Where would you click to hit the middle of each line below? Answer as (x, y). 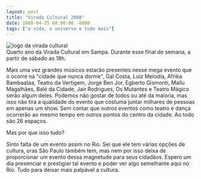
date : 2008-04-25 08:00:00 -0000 (48, 23)
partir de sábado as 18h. (36, 58)
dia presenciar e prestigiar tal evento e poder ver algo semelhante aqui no (98, 163)
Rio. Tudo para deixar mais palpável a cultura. (63, 170)
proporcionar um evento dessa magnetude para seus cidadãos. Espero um (99, 157)
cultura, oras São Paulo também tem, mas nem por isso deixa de (86, 151)
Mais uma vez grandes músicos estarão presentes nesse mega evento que (99, 70)
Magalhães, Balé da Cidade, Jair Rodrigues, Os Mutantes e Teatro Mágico (98, 89)
